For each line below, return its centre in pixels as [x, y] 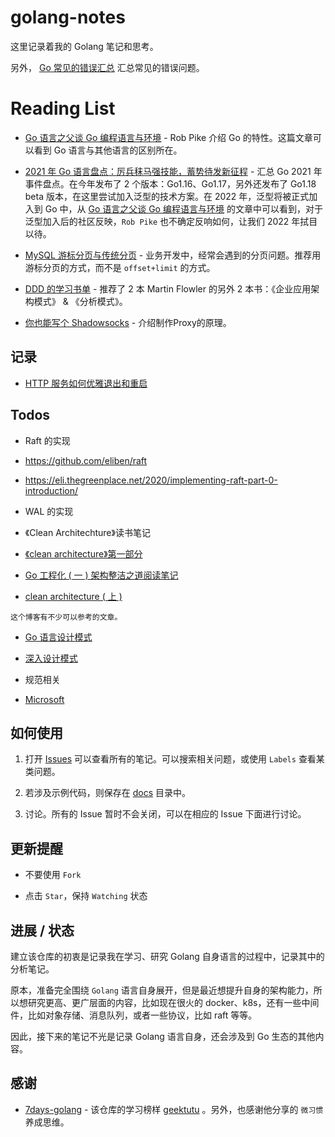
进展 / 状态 [42, 930]
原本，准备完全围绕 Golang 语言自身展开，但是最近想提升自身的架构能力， [162, 990]
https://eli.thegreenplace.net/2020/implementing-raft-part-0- [151, 480]
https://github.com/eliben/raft [86, 460]
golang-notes [68, 17]
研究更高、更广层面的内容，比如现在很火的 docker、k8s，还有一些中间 [173, 1002]
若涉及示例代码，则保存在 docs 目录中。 [108, 793]
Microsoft [44, 699]
